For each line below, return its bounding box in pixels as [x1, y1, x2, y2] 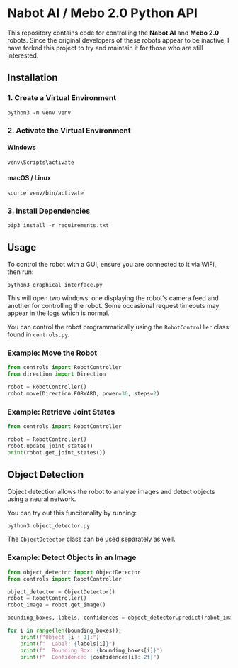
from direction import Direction [7, 371, 106, 378]
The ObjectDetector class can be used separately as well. [7, 535, 176, 544]
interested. [7, 51, 39, 60]
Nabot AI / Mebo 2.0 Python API [7, 5, 198, 21]
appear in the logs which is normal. [7, 309, 110, 317]
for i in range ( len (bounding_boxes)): [7, 627, 122, 635]
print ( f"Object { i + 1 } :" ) [20, 633, 100, 640]
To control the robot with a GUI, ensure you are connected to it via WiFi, [7, 261, 217, 269]
